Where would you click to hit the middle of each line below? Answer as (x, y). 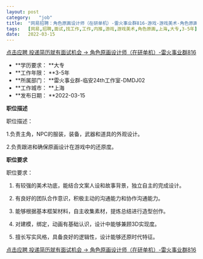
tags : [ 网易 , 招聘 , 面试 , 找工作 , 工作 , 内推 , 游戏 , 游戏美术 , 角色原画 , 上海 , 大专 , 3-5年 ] (102, 29)
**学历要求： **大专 (40, 65)
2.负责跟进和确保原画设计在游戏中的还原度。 (62, 147)
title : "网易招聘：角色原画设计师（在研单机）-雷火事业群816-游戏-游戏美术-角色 (98, 23)
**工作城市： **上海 (40, 88)
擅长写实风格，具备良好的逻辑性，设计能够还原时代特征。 (86, 237)
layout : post (23, 12)
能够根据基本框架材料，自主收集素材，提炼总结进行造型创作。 (92, 211)
